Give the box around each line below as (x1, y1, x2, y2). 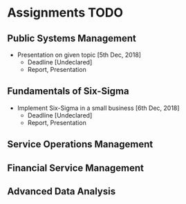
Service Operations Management (7, 138, 154, 150)
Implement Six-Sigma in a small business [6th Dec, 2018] (17, 104, 180, 112)
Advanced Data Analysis (7, 185, 116, 197)
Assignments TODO (7, 5, 123, 21)
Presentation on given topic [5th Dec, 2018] (17, 50, 142, 59)
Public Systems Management (7, 33, 136, 44)
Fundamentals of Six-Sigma (7, 85, 129, 98)
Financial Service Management (7, 162, 144, 174)
